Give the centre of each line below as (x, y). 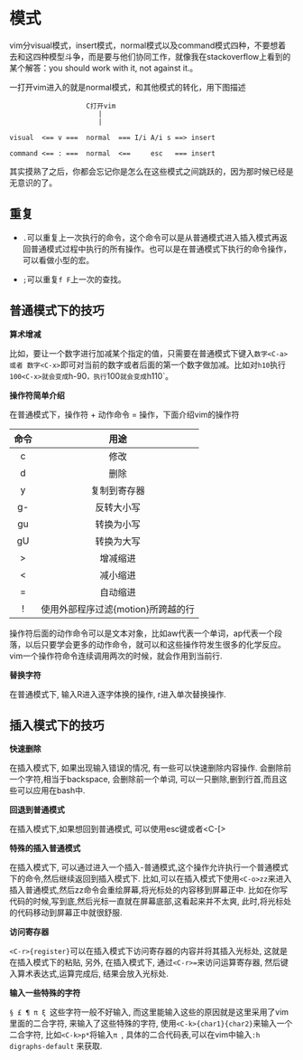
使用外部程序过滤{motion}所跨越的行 (118, 609)
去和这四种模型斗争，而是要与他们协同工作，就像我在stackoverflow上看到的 (150, 56)
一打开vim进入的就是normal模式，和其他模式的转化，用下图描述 (128, 87)
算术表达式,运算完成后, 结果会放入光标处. (93, 974)
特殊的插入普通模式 (45, 848)
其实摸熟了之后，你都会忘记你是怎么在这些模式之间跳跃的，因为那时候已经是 (151, 171)
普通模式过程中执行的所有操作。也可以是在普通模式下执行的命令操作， (161, 249)
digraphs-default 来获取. (56, 1046)
